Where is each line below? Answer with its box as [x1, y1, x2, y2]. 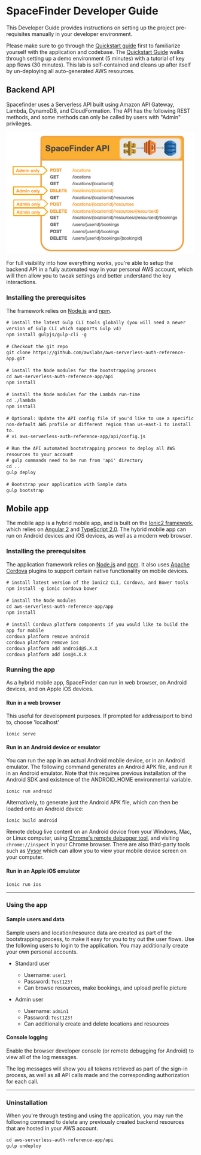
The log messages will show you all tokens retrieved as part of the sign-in [6, 1065, 188, 1072]
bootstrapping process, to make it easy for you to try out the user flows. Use [6, 935, 194, 942]
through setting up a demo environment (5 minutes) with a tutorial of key [6, 55, 185, 62]
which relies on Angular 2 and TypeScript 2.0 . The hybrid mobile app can [6, 526, 187, 533]
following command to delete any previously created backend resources [6, 1118, 184, 1126]
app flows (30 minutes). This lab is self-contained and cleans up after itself [6, 61, 191, 68]
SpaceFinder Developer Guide [6, 4, 159, 18]
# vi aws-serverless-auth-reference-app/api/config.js [6, 433, 146, 439]
